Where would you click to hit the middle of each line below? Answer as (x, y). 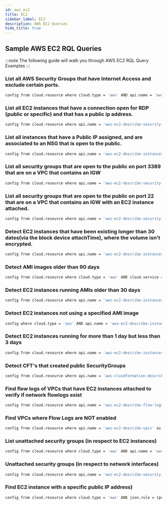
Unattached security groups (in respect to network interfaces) (82, 464)
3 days (13, 343)
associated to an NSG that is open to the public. (64, 143)
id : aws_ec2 (17, 10)
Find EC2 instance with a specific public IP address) (69, 487)
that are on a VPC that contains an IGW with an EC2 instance (80, 202)
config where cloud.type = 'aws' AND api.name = (56, 323)
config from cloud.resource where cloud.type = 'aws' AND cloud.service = (84, 277)
